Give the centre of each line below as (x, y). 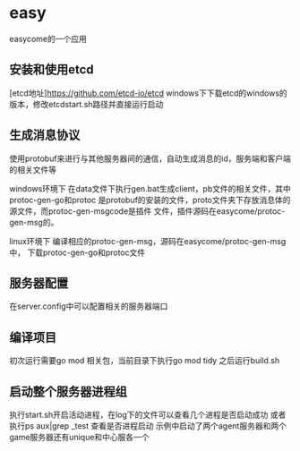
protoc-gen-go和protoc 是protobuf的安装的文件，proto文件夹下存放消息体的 (150, 200)
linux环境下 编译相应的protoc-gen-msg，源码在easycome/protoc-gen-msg (148, 241)
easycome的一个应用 (48, 38)
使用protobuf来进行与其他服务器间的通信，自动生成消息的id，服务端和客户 (146, 158)
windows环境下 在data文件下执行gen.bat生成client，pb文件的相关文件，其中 (150, 188)
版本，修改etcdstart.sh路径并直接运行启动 (86, 104)
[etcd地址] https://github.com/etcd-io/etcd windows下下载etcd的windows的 (149, 93)
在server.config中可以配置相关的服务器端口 (89, 306)
